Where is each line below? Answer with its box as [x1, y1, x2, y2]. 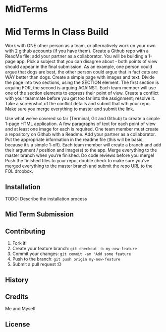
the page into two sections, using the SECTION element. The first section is [5, 79, 159, 85]
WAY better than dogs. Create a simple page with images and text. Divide [5, 74, 155, 80]
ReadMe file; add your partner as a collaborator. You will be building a [5, 53, 148, 59]
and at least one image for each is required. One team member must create [5, 126, 159, 132]
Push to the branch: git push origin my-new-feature [12, 256, 120, 262]
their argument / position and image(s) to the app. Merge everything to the [5, 147, 157, 153]
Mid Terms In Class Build [5, 26, 109, 38]
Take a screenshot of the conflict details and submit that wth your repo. [5, 101, 151, 107]
